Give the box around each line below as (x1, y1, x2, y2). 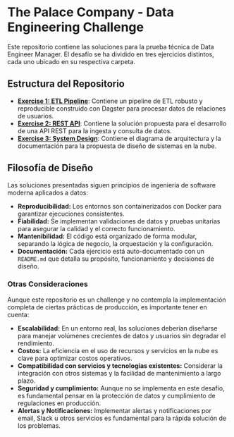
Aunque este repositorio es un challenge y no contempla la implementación (7, 295, 227, 304)
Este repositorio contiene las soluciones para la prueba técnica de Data (7, 42, 214, 51)
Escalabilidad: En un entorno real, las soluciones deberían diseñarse (17, 324, 218, 332)
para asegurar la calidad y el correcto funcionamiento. (17, 224, 175, 233)
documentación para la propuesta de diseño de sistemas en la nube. (17, 142, 217, 150)
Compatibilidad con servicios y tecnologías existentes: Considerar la (17, 361, 223, 370)
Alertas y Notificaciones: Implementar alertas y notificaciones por (17, 406, 211, 414)
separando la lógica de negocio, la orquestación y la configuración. (17, 239, 214, 247)
